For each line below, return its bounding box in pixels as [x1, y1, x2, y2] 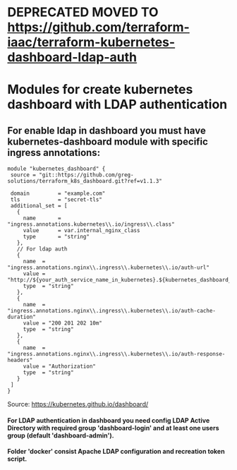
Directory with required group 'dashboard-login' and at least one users [7, 423, 220, 432]
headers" [7, 357, 33, 364]
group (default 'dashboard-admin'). [7, 431, 114, 440]
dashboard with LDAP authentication [7, 97, 228, 113]
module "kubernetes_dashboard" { [7, 165, 106, 173]
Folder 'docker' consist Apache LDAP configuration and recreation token [7, 447, 225, 456]
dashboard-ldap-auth [7, 49, 138, 66]
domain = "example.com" [10, 190, 106, 198]
